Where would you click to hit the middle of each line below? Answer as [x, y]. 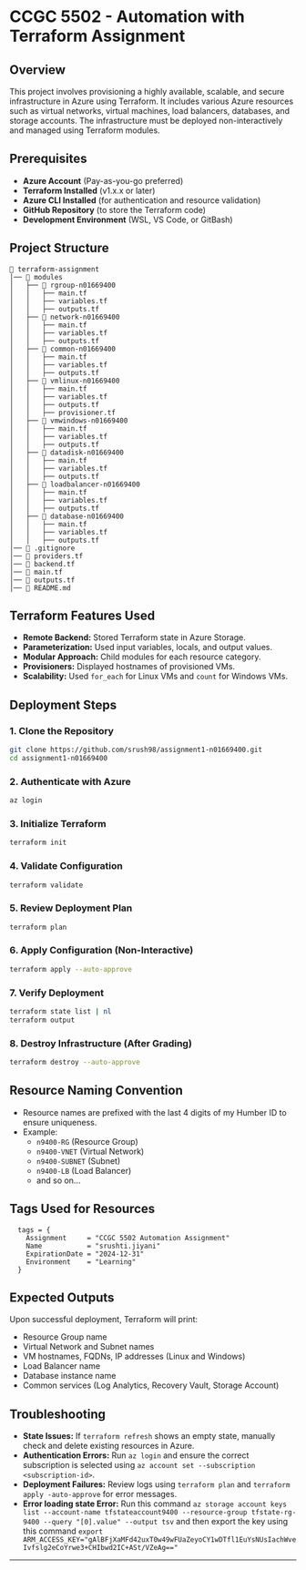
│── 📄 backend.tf [42, 564]
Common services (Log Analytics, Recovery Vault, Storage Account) [151, 1385]
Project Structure [59, 248]
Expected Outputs [62, 1297]
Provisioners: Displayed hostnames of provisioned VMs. [128, 667]
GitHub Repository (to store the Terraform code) [114, 209]
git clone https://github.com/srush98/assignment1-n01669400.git [136, 750]
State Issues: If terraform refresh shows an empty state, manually [149, 1436]
